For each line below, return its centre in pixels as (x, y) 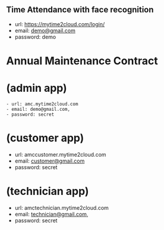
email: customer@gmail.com (50, 161)
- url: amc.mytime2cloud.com (42, 104)
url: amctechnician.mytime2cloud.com (61, 207)
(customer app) (45, 138)
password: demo (35, 37)
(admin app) (37, 88)
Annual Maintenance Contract (82, 61)
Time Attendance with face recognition (80, 10)
